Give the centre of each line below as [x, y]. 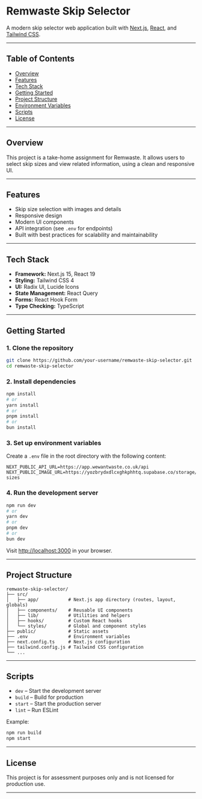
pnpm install [23, 416]
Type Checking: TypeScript [49, 306]
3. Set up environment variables [54, 443]
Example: [18, 722]
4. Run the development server [52, 493]
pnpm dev [17, 528]
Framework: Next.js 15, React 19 [55, 274]
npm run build [24, 733]
